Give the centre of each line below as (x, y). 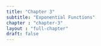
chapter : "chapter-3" (35, 23)
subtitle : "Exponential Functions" (51, 17)
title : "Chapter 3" (31, 12)
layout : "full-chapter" (37, 28)
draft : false (23, 34)
